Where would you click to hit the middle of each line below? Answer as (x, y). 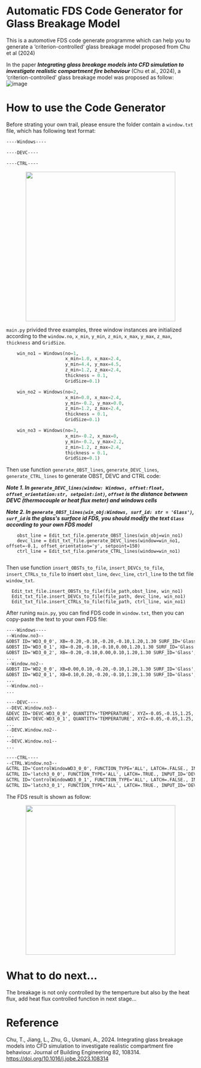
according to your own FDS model (49, 525)
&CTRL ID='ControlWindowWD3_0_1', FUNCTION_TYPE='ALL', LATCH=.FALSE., (97, 780)
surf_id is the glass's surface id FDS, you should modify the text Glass (95, 518)
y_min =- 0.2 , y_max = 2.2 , (95, 442)
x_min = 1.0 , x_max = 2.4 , (93, 359)
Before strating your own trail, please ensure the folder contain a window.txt (100, 124)
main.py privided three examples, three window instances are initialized (94, 330)
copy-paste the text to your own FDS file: (57, 619)
